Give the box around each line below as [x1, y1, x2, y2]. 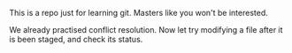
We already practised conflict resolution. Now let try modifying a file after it [9, 25, 283, 34]
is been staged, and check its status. [9, 34, 143, 44]
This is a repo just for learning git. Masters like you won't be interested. [9, 8, 268, 18]
